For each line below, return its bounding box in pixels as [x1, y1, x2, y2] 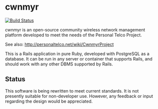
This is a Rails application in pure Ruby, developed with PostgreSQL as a [5, 50, 150, 57]
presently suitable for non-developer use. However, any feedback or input [5, 93, 153, 99]
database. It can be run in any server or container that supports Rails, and [5, 56, 153, 62]
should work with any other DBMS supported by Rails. [5, 61, 113, 67]
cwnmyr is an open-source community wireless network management [5, 27, 145, 32]
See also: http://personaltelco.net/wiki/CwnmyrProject [5, 41, 114, 47]
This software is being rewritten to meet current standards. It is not [5, 88, 139, 93]
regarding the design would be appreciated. [5, 98, 93, 104]
